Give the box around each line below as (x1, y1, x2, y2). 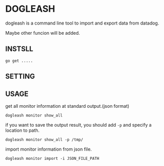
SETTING (5, 72, 35, 81)
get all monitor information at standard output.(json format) (5, 103, 129, 109)
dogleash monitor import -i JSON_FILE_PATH (5, 156, 100, 161)
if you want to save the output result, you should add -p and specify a (5, 122, 152, 128)
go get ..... (5, 58, 33, 63)
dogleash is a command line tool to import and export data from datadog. (5, 20, 159, 26)
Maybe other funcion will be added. (5, 30, 80, 36)
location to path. (5, 127, 40, 133)
